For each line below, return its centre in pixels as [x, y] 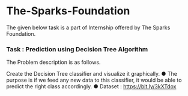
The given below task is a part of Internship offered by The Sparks [88, 27]
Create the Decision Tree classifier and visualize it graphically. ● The [92, 74]
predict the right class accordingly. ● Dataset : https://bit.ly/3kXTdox [91, 86]
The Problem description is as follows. [53, 62]
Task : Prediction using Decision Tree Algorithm [77, 49]
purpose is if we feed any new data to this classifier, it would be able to [94, 80]
